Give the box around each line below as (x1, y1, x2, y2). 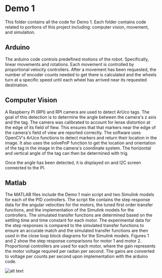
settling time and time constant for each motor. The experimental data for (5, 217, 151, 223)
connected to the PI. (5, 164, 45, 170)
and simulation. (5, 29, 35, 35)
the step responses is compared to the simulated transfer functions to (5, 223, 144, 229)
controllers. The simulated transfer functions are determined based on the (5, 212, 153, 218)
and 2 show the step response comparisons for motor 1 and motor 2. (5, 238, 142, 244)
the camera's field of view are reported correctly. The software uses (5, 130, 141, 135)
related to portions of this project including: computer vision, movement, (5, 24, 149, 30)
